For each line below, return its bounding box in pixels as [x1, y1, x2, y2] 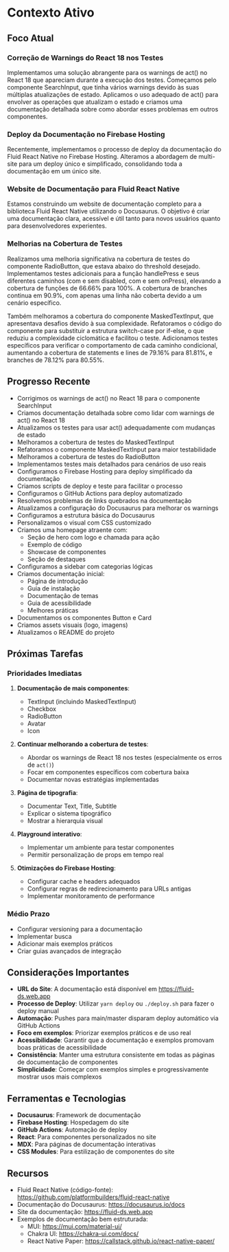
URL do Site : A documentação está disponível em [16, 985, 158, 993]
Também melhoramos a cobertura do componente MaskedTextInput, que [7, 312, 214, 320]
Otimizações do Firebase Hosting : [16, 864, 116, 872]
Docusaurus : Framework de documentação [16, 1111, 141, 1119]
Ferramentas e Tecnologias [7, 1092, 127, 1104]
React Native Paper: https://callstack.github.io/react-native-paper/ [27, 1237, 215, 1245]
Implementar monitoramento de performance [27, 892, 156, 900]
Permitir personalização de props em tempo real [27, 851, 164, 859]
